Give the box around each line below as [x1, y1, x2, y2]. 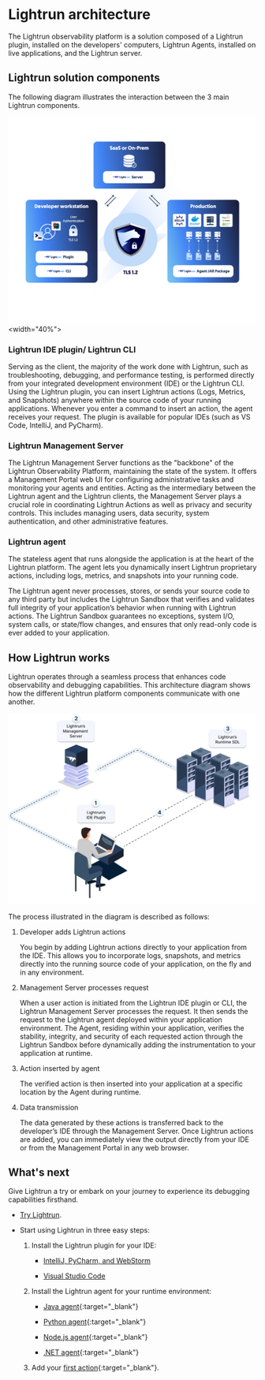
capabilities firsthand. [8, 1195, 79, 1204]
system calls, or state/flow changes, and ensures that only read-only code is [8, 620, 257, 629]
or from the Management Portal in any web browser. [19, 1143, 189, 1152]
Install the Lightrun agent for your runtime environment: [31, 1287, 211, 1296]
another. [8, 697, 35, 707]
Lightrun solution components [8, 71, 160, 84]
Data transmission [19, 1102, 79, 1112]
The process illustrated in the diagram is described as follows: [8, 912, 211, 921]
